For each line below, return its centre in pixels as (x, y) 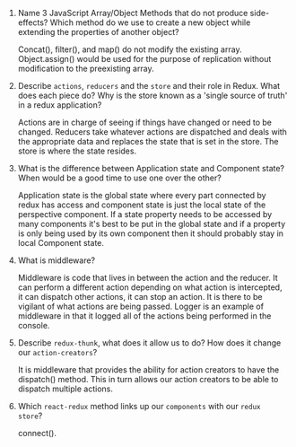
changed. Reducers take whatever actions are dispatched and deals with (152, 132)
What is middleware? (57, 260)
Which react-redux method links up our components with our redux (139, 406)
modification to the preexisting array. (86, 68)
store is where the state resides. (77, 151)
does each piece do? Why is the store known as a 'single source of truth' (152, 95)
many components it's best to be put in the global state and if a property (152, 224)
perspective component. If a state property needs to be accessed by (145, 214)
